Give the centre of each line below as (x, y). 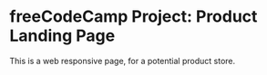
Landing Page (62, 36)
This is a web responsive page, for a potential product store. (123, 61)
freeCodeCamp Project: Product (133, 17)
